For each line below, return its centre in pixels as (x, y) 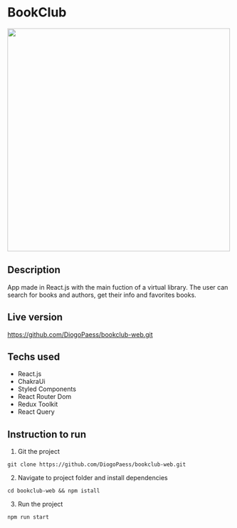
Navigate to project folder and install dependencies (93, 478)
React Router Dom (44, 397)
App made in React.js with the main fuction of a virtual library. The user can (118, 287)
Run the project (40, 504)
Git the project (39, 452)
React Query (36, 412)
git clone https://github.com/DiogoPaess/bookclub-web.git (97, 464)
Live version (35, 317)
